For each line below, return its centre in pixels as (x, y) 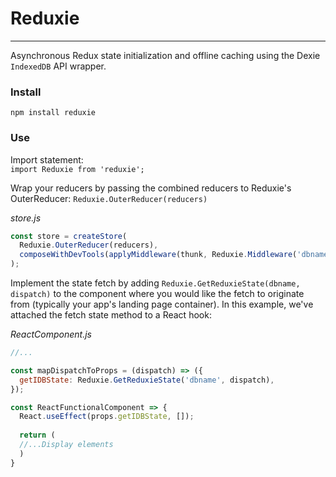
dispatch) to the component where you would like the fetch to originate (157, 294)
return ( (37, 435)
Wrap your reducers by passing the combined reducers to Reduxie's (151, 188)
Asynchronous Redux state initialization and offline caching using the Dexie (165, 55)
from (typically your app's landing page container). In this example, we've (162, 304)
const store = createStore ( (69, 236)
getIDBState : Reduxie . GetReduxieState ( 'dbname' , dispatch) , (147, 380)
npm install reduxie (53, 113)
